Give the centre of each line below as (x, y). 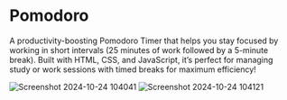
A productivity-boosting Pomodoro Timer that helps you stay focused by (144, 41)
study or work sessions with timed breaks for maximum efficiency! (133, 69)
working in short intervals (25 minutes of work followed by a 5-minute (139, 50)
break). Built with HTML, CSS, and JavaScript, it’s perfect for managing (141, 59)
